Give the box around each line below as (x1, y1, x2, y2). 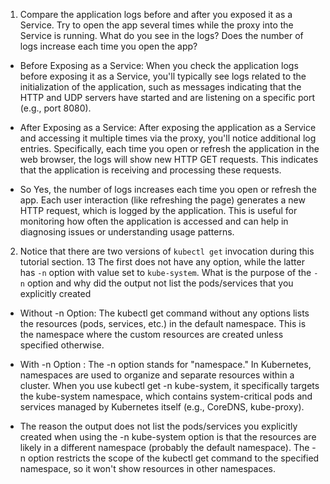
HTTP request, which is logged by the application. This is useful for (19, 205, 298, 216)
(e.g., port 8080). (19, 102, 92, 114)
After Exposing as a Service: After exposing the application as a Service (19, 122, 317, 133)
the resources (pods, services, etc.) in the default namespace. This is (19, 318, 307, 329)
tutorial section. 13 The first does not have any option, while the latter (19, 256, 305, 268)
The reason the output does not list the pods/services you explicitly (19, 420, 298, 432)
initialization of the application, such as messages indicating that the (19, 81, 302, 93)
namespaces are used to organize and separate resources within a (19, 369, 295, 381)
